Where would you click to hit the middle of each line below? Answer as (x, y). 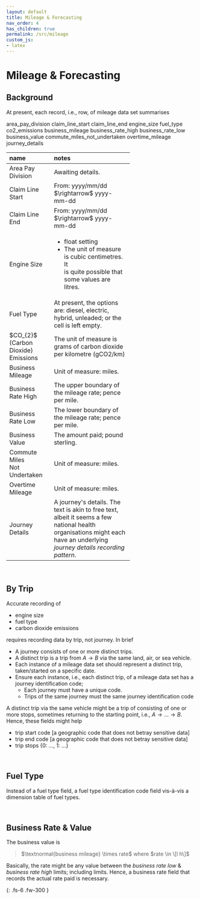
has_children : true (31, 29)
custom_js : (20, 40)
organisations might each (89, 532)
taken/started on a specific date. (55, 671)
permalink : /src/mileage (37, 34)
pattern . (65, 555)
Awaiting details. (77, 172)
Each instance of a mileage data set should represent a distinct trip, (98, 664)
